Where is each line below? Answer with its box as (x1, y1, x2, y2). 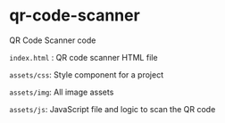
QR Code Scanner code (9, 35, 96, 45)
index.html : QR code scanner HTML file (9, 52, 158, 62)
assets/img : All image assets (9, 86, 114, 97)
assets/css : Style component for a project (9, 69, 163, 80)
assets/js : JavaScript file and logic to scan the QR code (9, 103, 216, 114)
